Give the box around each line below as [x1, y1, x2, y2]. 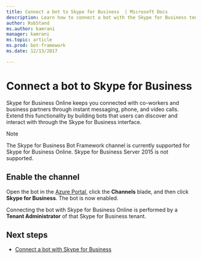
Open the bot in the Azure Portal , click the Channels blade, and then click [6, 188, 189, 195]
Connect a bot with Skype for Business [14, 246, 112, 253]
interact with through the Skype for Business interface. [6, 118, 142, 125]
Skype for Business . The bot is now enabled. [6, 194, 118, 202]
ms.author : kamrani [6, 25, 55, 32]
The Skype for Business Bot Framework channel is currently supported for [6, 142, 191, 149]
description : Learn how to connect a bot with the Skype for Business [6, 14, 187, 20]
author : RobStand [6, 20, 50, 26]
